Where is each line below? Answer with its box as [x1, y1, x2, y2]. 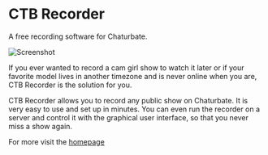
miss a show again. [8, 121, 73, 131]
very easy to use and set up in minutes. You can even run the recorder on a [8, 104, 261, 114]
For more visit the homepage [8, 136, 106, 146]
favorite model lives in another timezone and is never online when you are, [8, 71, 257, 81]
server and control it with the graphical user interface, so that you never [8, 112, 249, 122]
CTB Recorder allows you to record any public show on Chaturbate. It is [8, 95, 249, 105]
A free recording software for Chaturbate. [8, 31, 148, 41]
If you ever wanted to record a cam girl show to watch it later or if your [8, 62, 244, 73]
